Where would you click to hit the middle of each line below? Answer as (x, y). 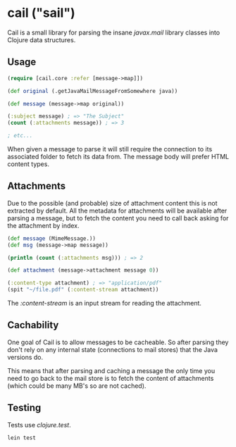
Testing (24, 408)
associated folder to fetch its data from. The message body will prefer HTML (118, 157)
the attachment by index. (43, 225)
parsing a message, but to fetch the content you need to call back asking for (118, 218)
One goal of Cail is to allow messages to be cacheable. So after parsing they (118, 342)
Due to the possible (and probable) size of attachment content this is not (112, 203)
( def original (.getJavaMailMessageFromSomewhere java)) (93, 91)
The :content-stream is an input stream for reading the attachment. (105, 303)
